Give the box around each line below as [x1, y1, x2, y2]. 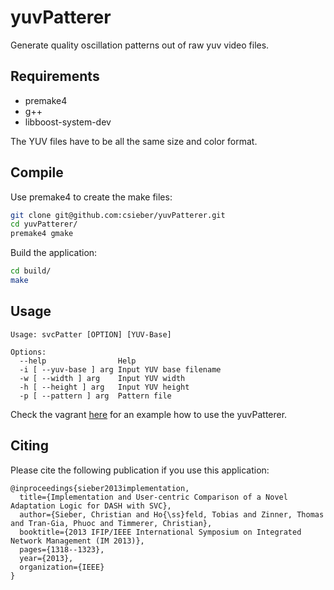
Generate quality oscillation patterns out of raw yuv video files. [10, 39, 270, 51]
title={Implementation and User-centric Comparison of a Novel [19, 492, 288, 502]
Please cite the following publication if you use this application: [10, 464, 270, 476]
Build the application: [10, 247, 98, 259]
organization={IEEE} [19, 562, 105, 572]
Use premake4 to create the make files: [10, 191, 173, 203]
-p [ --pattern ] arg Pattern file [19, 391, 172, 401]
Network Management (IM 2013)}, [10, 536, 145, 546]
